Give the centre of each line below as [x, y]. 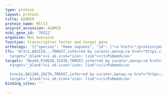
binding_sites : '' [24, 84]
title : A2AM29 [20, 19]
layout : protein [22, 14]
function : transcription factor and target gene [56, 42]
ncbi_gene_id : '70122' [29, 33]
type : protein [20, 10]
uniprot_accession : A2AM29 [33, 28]
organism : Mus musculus [30, 38]
